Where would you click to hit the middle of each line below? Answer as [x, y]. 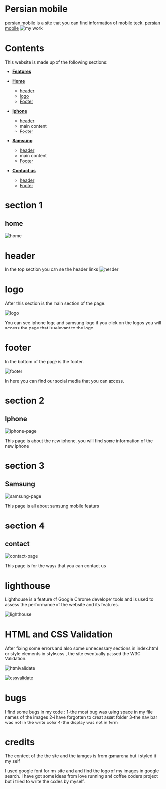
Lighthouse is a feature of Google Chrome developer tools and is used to [79, 599]
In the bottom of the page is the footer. [45, 361]
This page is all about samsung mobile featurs [52, 506]
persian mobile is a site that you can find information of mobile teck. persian [83, 23]
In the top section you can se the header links [52, 269]
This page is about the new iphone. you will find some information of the [79, 441]
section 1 [24, 206]
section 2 [25, 401]
